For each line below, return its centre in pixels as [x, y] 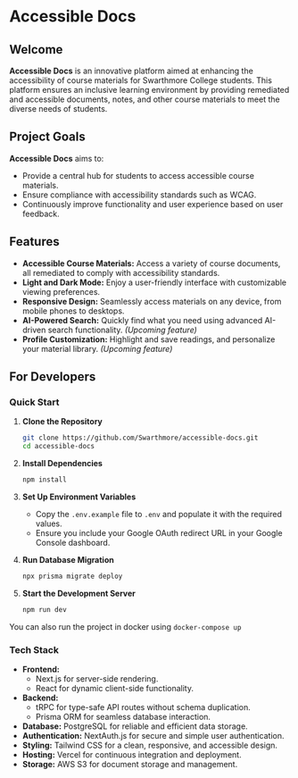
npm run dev [44, 609]
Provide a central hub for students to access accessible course [138, 175]
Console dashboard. [73, 542]
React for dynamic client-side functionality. [115, 688]
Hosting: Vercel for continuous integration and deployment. [132, 754]
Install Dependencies [62, 464]
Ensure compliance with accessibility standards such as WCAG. [139, 195]
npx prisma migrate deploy [72, 576]
